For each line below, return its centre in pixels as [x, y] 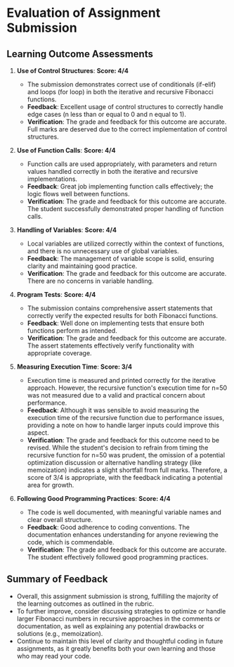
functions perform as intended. [72, 331]
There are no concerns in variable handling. [90, 281]
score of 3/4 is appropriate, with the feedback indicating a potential [125, 477]
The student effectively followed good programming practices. [118, 557]
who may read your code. [54, 656]
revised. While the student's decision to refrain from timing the [118, 447]
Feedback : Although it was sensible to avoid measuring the [113, 410]
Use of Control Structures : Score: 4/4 [73, 71]
